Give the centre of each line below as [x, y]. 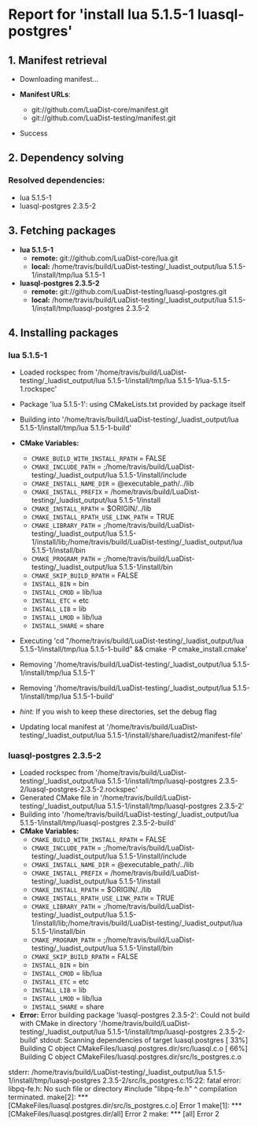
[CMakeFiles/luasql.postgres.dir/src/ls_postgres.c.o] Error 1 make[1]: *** [125, 1106]
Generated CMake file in [59, 798]
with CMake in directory [58, 1024]
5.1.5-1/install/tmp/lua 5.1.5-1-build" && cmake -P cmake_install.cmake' [133, 649]
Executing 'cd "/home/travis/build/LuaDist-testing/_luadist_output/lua [131, 641]
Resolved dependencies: [57, 180]
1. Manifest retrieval [58, 60]
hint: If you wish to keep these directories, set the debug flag [118, 712]
